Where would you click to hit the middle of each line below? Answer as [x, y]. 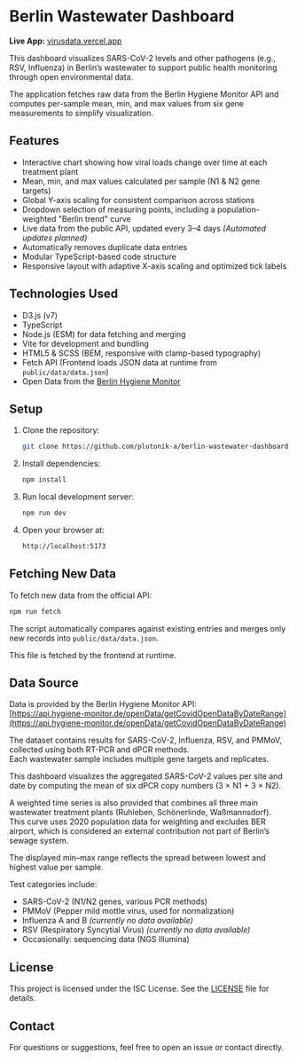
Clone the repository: [61, 430]
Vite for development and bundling [85, 343]
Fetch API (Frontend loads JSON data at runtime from [119, 362]
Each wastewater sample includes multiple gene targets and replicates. [139, 759]
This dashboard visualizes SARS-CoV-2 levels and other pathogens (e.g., [143, 58]
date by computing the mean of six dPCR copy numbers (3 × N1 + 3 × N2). [145, 786]
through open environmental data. [71, 76]
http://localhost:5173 [64, 546]
